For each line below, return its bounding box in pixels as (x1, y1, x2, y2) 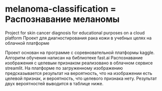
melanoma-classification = (5, 3, 116, 15)
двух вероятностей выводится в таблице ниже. (5, 80, 104, 86)
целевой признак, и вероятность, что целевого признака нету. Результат (5, 75, 157, 81)
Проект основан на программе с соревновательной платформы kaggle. (5, 50, 155, 55)
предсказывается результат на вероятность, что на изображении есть (5, 70, 152, 76)
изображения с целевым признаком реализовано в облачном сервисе (5, 60, 153, 66)
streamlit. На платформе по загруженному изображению (5, 65, 123, 71)
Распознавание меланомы (5, 14, 120, 25)
